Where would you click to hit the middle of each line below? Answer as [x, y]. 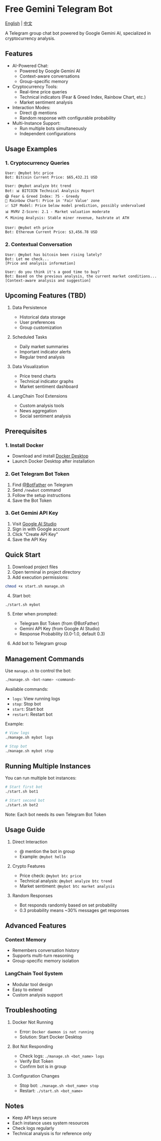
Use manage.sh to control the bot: [38, 671]
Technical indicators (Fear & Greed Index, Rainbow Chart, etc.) [83, 97]
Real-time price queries [43, 91]
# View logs [17, 733]
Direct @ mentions [38, 113]
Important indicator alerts [45, 351]
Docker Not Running [33, 1022]
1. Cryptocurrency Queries [37, 163]
